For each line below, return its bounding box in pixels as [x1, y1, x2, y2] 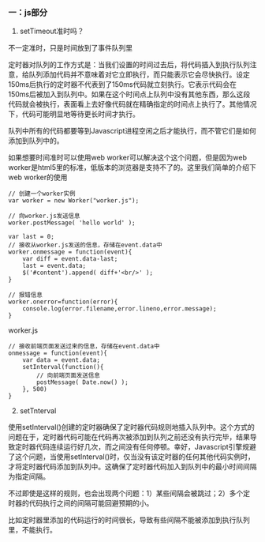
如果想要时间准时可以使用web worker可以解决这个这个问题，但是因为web [8, 152, 247, 163]
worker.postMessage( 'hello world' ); [8, 219, 136, 227]
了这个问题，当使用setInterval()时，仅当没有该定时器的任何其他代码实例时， [8, 452, 255, 461]
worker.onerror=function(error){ [8, 298, 118, 306]
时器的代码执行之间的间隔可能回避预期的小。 [8, 499, 154, 508]
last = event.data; [22, 262, 87, 270]
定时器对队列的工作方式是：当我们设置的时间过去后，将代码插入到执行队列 [8, 60, 250, 70]
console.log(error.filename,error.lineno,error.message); [22, 305, 217, 313]
